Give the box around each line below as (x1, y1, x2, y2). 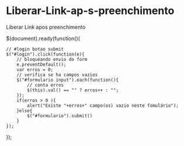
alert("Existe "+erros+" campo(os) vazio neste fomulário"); (27, 103, 179, 108)
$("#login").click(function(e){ (6, 51, 85, 57)
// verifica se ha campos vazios (16, 72, 98, 77)
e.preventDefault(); (16, 62, 67, 67)
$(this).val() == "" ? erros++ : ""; (27, 87, 119, 93)
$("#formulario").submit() (27, 113, 93, 118)
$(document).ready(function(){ (6, 35, 81, 42)
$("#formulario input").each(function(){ (16, 77, 119, 83)
